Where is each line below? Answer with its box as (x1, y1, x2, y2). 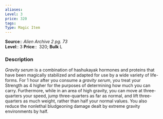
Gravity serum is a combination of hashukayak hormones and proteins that (5, 67, 155, 73)
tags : (5, 20, 16, 26)
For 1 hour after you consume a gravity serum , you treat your (19, 78, 141, 83)
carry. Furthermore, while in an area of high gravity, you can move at (5, 88, 143, 94)
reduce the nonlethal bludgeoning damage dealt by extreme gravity (5, 103, 140, 109)
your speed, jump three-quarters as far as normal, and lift (23, 93, 138, 99)
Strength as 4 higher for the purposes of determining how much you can (5, 82, 151, 88)
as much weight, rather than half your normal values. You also (23, 98, 147, 104)
